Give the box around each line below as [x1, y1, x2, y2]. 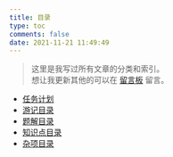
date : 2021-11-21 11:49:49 [9, 37, 110, 47]
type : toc [9, 21, 46, 30]
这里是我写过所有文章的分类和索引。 [30, 63, 165, 74]
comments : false [9, 29, 70, 38]
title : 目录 [9, 12, 51, 22]
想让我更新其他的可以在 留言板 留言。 [30, 75, 169, 86]
